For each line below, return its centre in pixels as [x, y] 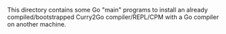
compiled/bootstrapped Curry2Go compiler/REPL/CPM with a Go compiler [113, 17]
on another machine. [37, 24]
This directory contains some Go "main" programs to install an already [107, 10]
